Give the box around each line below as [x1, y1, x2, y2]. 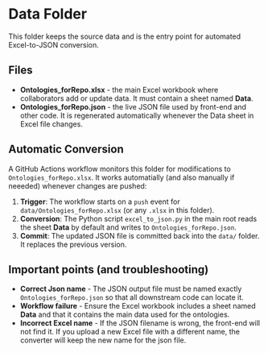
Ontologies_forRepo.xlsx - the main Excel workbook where [19, 85, 219, 94]
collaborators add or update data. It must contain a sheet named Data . [19, 93, 254, 103]
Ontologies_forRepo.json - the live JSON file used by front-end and [19, 102, 247, 111]
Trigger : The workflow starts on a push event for [19, 197, 180, 206]
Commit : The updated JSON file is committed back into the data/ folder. [19, 230, 260, 240]
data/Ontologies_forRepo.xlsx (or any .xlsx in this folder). [19, 205, 215, 214]
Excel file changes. [19, 118, 83, 129]
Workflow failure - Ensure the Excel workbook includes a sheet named [19, 301, 256, 311]
